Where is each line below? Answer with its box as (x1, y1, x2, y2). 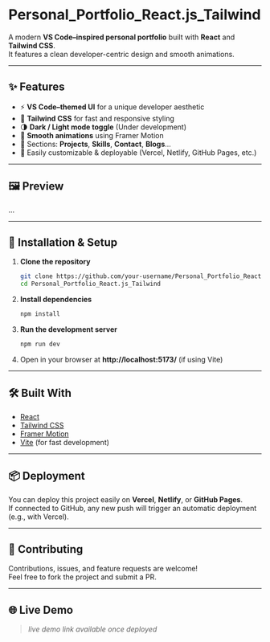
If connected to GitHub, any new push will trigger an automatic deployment (8, 503, 257, 513)
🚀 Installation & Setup (8, 235, 118, 249)
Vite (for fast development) (19, 437, 110, 447)
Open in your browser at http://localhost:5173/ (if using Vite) (19, 354, 223, 364)
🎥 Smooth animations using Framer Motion (19, 130, 164, 140)
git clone (19, 272, 54, 280)
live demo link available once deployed (27, 624, 157, 634)
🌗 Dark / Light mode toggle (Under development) (19, 122, 187, 132)
